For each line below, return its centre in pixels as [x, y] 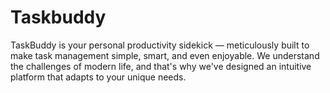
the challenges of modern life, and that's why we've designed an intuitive [161, 66]
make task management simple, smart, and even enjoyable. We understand [165, 55]
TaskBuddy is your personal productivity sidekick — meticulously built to [160, 45]
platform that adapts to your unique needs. [98, 77]
